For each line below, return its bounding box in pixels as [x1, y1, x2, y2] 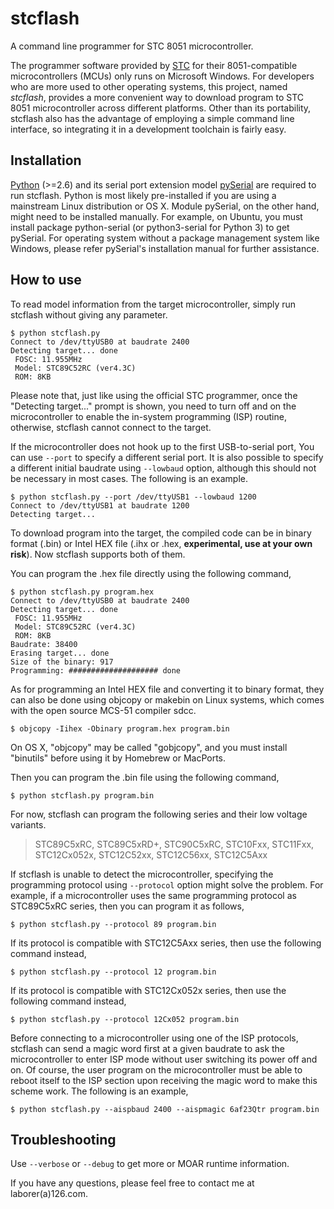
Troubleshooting [10, 1131, 117, 1148]
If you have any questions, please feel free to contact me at [10, 1177, 255, 1189]
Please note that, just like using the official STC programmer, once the [10, 389, 298, 401]
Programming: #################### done [10, 665, 182, 676]
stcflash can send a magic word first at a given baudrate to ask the [10, 1042, 286, 1054]
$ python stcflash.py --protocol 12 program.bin [10, 967, 217, 977]
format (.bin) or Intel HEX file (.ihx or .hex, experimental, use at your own [10, 537, 313, 549]
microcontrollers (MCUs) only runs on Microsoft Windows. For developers [10, 70, 315, 82]
